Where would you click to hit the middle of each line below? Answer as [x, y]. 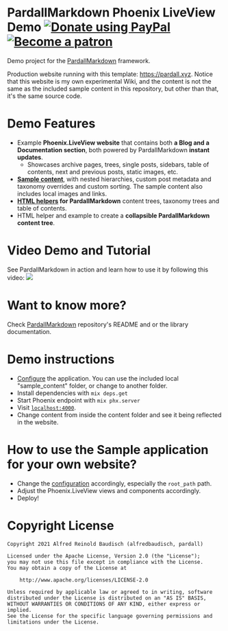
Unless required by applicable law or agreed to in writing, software [110, 592]
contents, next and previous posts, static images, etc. [103, 171]
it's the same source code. [45, 96]
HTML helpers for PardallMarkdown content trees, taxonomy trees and [118, 201]
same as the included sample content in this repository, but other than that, [113, 88]
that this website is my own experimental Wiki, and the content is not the [109, 81]
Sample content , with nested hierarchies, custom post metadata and [114, 179]
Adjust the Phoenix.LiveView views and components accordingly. [109, 490]
